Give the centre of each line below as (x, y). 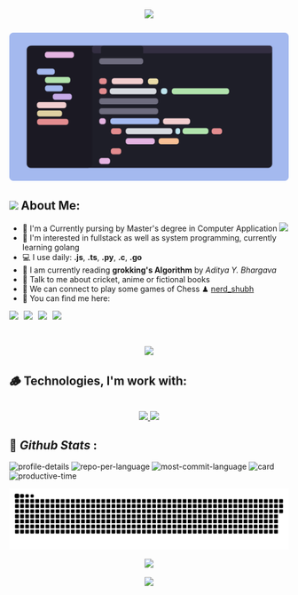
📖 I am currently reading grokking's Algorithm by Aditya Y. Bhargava (149, 270)
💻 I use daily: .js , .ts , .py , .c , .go (82, 257)
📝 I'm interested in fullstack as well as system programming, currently (149, 237)
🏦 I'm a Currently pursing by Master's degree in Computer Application (149, 228)
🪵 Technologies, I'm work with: (98, 381)
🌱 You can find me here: (66, 298)
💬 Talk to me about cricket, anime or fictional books (116, 279)
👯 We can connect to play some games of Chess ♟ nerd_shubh (138, 289)
